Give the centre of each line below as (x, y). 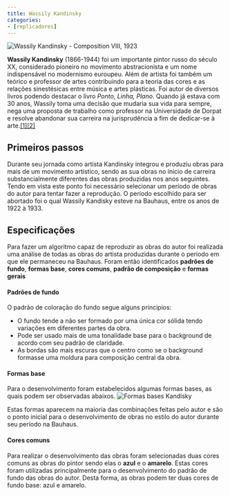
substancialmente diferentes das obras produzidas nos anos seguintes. (109, 179)
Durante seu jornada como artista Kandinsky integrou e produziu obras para (115, 164)
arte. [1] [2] (21, 126)
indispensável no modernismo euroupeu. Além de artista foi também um (110, 74)
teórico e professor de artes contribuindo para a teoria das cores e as (106, 82)
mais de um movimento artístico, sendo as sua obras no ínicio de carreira (112, 172)
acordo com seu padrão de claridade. (70, 343)
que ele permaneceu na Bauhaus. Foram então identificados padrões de (111, 261)
